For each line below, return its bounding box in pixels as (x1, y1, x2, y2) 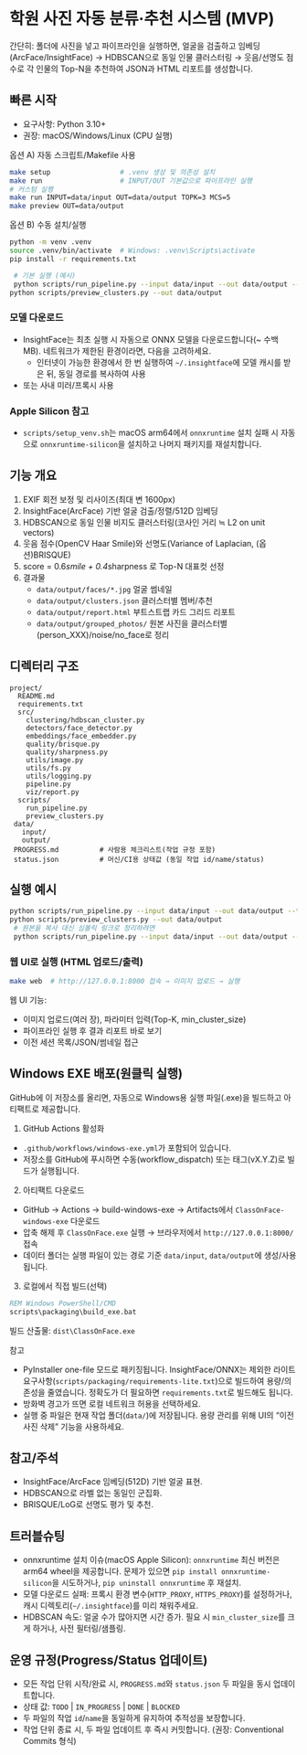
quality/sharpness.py (26, 747, 108, 757)
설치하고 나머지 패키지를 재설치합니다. (127, 438, 262, 449)
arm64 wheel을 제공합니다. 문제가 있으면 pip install (22, 1566, 217, 1577)
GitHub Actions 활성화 (22, 1122, 105, 1133)
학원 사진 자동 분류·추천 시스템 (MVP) (9, 8, 275, 29)
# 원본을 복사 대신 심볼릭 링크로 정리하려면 (13, 924, 155, 933)
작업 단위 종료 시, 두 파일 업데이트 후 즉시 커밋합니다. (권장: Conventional (22, 1724, 285, 1735)
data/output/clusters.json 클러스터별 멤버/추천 (36, 595, 213, 606)
